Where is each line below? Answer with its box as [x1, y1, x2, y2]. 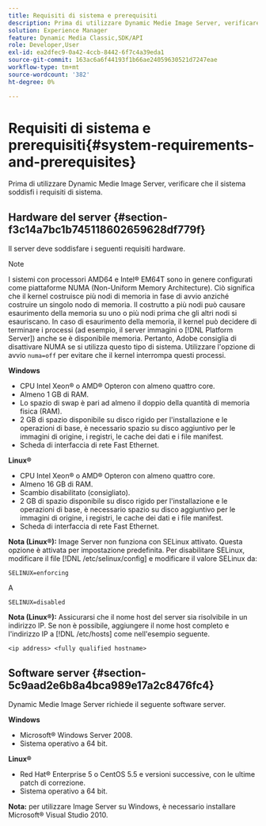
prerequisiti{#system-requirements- [8, 136, 255, 154]
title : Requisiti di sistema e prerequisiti [8, 11, 158, 20]
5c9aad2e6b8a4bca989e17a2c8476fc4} [8, 678, 215, 692]
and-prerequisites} [8, 152, 137, 171]
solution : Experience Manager [8, 26, 108, 34]
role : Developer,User [8, 41, 80, 49]
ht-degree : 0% [8, 78, 55, 86]
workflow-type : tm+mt [8, 63, 80, 71]
